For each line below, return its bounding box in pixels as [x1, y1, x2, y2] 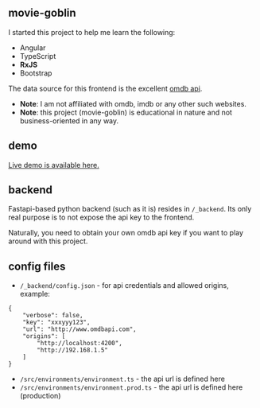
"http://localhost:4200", [37, 340, 123, 348]
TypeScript [19, 51, 56, 60]
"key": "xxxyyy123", [22, 318, 91, 327]
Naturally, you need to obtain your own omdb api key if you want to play [8, 228, 244, 238]
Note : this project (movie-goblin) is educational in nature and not [19, 107, 233, 117]
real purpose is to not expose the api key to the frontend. [8, 212, 195, 222]
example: [19, 289, 50, 299]
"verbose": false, [22, 312, 83, 320]
